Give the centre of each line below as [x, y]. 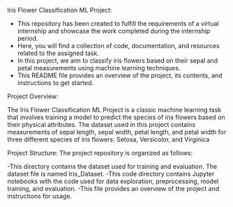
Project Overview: [33, 96]
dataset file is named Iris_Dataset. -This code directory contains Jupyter [111, 174]
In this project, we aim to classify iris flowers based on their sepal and [118, 61]
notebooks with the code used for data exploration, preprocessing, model [113, 181]
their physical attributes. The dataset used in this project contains [102, 124]
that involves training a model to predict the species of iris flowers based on [116, 117]
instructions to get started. [55, 83]
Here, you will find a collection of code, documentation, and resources [118, 46]
